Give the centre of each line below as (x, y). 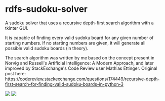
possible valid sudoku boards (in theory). (47, 48)
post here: (16, 73)
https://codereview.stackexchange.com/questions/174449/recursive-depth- (82, 79)
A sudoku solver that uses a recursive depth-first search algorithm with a (80, 23)
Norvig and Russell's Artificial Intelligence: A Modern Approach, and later (80, 63)
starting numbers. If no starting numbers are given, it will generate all (75, 43)
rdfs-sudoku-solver (46, 9)
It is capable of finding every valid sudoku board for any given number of (80, 38)
